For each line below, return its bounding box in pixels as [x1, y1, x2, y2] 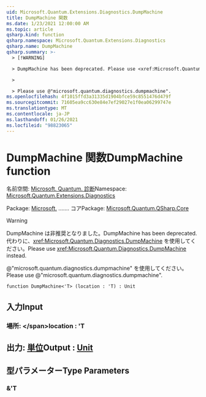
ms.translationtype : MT [6, 105, 67, 111]
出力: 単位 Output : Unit [6, 342, 93, 353]
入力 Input [6, 302, 43, 312]
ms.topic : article [6, 26, 53, 33]
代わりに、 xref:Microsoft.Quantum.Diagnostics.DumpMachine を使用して [6, 237, 191, 245]
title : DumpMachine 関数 [6, 15, 68, 21]
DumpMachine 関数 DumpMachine [6, 151, 183, 165]
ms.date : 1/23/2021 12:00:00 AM [6, 20, 89, 26]
